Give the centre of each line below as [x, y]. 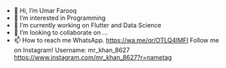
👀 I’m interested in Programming [60, 18]
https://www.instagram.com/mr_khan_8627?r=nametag [93, 57]
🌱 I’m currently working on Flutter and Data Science [87, 25]
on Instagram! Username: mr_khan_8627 [72, 50]
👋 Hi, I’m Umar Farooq [45, 11]
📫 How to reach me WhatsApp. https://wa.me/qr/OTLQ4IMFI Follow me [116, 40]
